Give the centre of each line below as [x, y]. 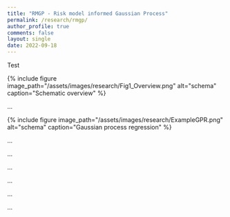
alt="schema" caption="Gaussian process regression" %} [89, 127]
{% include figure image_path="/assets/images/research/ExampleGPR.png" [115, 120]
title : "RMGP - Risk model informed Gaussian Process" [88, 13]
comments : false [30, 33]
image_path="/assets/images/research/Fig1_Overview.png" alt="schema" [112, 86]
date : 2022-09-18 [32, 45]
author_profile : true [38, 26]
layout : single [29, 39]
